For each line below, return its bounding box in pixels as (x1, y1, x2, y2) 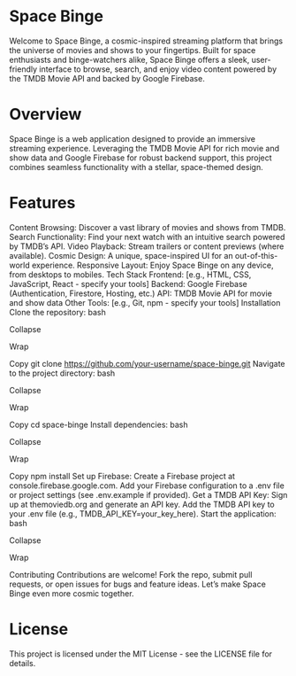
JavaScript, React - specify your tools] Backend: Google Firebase (9, 278, 247, 289)
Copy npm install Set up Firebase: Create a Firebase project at (9, 470, 236, 481)
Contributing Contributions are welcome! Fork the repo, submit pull (9, 569, 253, 579)
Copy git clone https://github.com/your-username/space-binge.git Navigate (9, 358, 285, 369)
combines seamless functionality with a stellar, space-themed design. (9, 161, 263, 172)
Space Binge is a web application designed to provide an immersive (9, 133, 256, 144)
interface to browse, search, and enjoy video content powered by (39, 64, 277, 74)
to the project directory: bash (9, 368, 116, 378)
